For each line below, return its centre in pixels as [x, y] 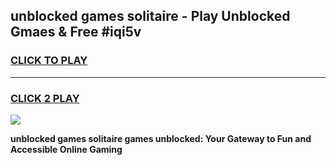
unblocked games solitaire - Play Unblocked [150, 16]
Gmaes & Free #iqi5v [76, 32]
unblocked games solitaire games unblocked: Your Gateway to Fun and [161, 138]
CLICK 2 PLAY [45, 98]
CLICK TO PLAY [49, 61]
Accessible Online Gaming [66, 149]
